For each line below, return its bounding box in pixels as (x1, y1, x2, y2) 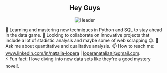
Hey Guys (69, 4, 101, 12)
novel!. (5, 63, 19, 69)
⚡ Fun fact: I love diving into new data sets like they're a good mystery (5, 56, 151, 62)
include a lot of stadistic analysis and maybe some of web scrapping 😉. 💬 (5, 37, 159, 43)
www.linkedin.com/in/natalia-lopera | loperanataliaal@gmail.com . (5, 50, 141, 56)
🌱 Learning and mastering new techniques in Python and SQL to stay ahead (5, 27, 162, 33)
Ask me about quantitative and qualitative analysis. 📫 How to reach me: (5, 43, 155, 49)
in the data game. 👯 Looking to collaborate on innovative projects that (5, 32, 150, 38)
